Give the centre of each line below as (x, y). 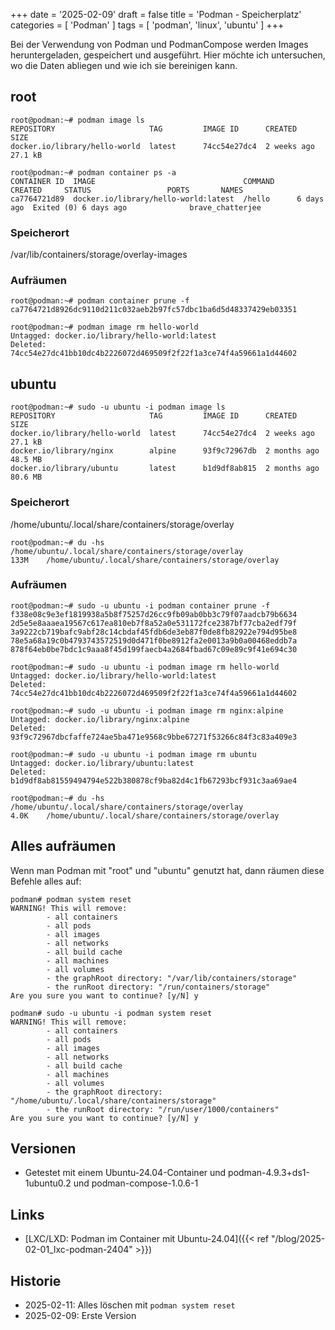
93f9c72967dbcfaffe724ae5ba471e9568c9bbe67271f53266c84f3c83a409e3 (154, 737)
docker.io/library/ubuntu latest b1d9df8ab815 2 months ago (165, 469)
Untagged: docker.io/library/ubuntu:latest (102, 763)
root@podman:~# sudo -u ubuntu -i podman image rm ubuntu (133, 754)
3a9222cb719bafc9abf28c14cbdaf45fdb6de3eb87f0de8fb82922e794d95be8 (154, 632)
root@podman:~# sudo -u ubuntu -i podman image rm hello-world (145, 667)
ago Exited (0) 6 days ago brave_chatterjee (136, 207)
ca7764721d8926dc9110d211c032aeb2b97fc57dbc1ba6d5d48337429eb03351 (154, 310)
